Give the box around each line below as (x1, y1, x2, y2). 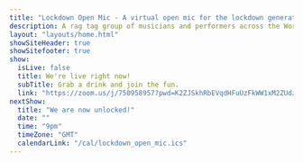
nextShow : (9, 96, 47, 106)
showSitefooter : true (9, 47, 91, 56)
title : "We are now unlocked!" (17, 105, 135, 114)
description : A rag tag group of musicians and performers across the (9, 22, 280, 31)
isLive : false (17, 64, 70, 73)
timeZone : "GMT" (17, 130, 78, 139)
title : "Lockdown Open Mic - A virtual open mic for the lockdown (9, 13, 264, 22)
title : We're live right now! (17, 72, 131, 81)
